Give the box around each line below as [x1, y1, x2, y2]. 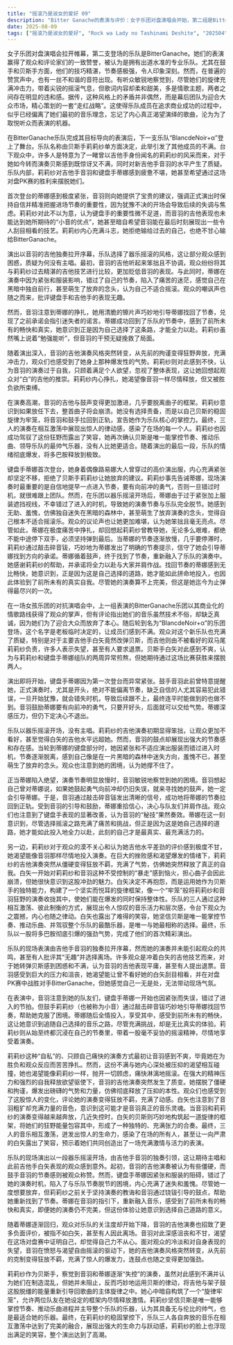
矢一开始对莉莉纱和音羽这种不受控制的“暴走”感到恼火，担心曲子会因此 [25, 869, 225, 877]
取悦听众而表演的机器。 [7, 119, 74, 127]
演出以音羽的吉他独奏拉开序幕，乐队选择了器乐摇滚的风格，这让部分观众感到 [7, 250, 226, 258]
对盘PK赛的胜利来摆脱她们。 [7, 177, 89, 185]
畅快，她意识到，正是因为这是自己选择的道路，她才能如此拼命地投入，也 [12, 569, 220, 578]
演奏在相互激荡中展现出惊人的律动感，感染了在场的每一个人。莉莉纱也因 [19, 424, 226, 433]
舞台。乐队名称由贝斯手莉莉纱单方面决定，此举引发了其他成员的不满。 [19, 142, 220, 151]
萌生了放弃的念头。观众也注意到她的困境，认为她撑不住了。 [7, 761, 178, 769]
